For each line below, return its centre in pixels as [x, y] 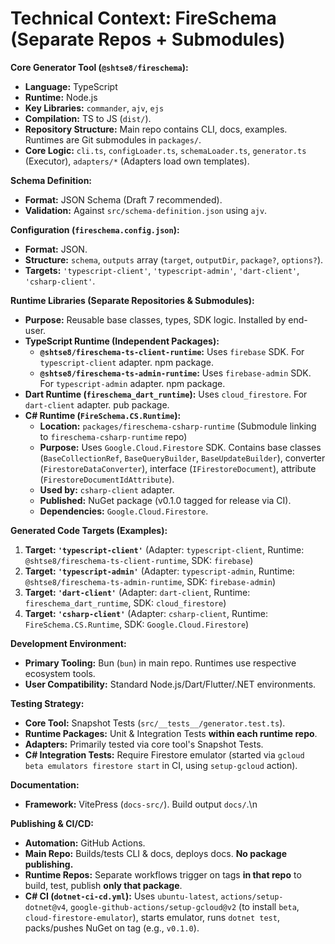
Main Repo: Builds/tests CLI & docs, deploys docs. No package [155, 853]
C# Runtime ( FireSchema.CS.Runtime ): [103, 415]
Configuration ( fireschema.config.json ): [95, 229]
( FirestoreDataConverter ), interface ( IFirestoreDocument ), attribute [178, 468]
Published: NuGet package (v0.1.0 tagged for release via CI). [165, 500]
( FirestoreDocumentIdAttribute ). [107, 479]
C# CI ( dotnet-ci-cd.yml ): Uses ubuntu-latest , [121, 896]
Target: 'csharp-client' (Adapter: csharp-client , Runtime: [146, 613]
